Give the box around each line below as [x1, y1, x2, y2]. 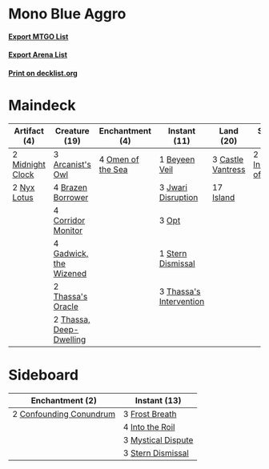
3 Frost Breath [122, 408, 177, 419]
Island [211, 191, 235, 202]
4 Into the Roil [122, 421, 175, 432]
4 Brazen [53, 182, 88, 193]
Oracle [53, 301, 78, 312]
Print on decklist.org [8, 68, 78, 78]
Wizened [53, 267, 87, 279]
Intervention [159, 295, 205, 307]
